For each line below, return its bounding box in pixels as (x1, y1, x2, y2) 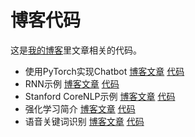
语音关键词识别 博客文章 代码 (24, 115, 145, 127)
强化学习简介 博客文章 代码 (24, 102, 136, 115)
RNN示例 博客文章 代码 (24, 77, 120, 90)
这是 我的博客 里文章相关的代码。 (10, 44, 142, 56)
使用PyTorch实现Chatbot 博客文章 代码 (24, 65, 185, 77)
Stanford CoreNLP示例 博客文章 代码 (24, 90, 176, 102)
